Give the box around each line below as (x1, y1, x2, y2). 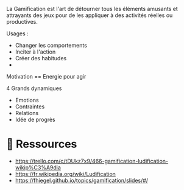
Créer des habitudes (15, 55, 67, 62)
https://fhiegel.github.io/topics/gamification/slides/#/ (15, 177, 148, 184)
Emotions (15, 97, 39, 104)
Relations (15, 110, 39, 116)
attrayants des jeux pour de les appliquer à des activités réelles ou (6, 12, 173, 19)
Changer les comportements (15, 42, 87, 49)
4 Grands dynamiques (6, 85, 62, 92)
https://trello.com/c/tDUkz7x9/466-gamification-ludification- (15, 157, 169, 164)
